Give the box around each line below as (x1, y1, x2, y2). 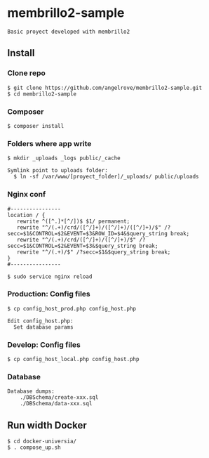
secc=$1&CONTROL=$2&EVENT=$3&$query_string (7, 242, 137, 249)
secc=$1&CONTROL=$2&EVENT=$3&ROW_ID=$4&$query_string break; (7, 230, 190, 237)
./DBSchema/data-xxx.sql (20, 400, 93, 407)
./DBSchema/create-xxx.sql (20, 394, 99, 401)
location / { (7, 211, 46, 218)
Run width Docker (7, 419, 87, 431)
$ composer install (7, 122, 65, 129)
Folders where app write (7, 138, 92, 148)
